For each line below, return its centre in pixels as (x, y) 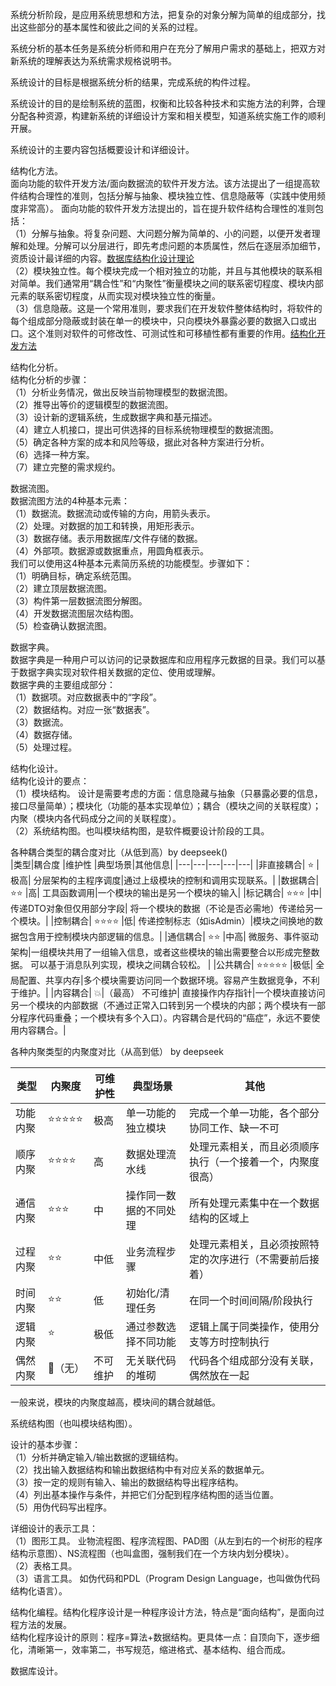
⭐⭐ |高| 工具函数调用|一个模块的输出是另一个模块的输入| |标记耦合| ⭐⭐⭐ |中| (166, 892)
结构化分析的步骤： (50, 379)
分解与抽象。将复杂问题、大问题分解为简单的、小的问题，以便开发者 (171, 233)
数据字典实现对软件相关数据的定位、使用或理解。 (119, 672)
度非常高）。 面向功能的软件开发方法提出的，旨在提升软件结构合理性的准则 (162, 208)
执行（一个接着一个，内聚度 (254, 1161)
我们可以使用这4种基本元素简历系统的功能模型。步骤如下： (131, 563)
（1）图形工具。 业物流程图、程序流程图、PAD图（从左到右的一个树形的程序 (166, 1541)
